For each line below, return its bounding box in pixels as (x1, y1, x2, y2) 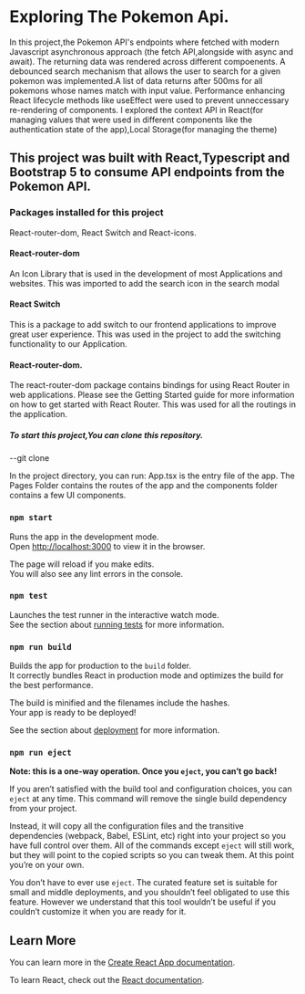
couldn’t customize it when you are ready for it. (9, 906, 187, 917)
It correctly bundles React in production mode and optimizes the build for (9, 670, 284, 681)
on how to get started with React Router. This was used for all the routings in (9, 399, 296, 410)
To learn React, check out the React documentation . (9, 975, 205, 986)
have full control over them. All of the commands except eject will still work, (9, 840, 295, 851)
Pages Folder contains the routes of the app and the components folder (9, 480, 278, 491)
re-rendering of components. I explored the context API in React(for (9, 104, 264, 115)
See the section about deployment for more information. (9, 725, 220, 736)
